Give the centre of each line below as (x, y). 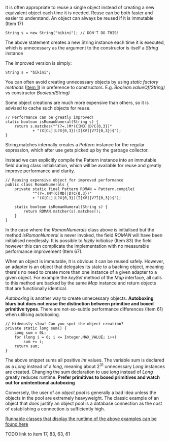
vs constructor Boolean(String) (38, 93)
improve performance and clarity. (40, 171)
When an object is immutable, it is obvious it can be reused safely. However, (85, 261)
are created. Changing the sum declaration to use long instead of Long (79, 372)
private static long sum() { (36, 328)
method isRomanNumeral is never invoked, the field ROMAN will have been (84, 235)
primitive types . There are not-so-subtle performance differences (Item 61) (84, 309)
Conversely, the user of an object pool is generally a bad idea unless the (81, 393)
